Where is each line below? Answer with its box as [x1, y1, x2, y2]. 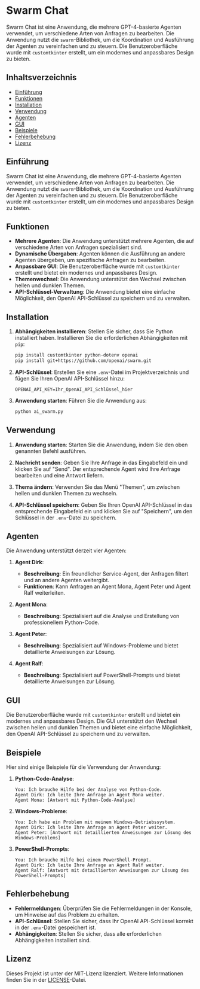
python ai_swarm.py [14, 408, 64, 415]
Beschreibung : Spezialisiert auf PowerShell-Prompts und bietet [23, 671, 180, 679]
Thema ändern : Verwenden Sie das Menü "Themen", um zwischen [14, 483, 180, 491]
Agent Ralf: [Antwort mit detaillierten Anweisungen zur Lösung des [14, 868, 189, 874]
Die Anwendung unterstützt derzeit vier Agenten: [6, 547, 127, 554]
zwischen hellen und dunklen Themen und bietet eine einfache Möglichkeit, [6, 724, 192, 731]
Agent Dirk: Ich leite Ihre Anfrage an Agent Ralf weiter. [14, 862, 165, 868]
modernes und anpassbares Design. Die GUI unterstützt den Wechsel [6, 717, 177, 725]
